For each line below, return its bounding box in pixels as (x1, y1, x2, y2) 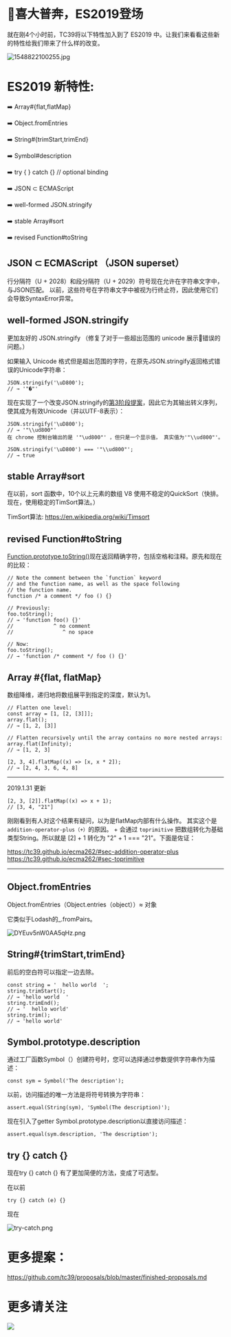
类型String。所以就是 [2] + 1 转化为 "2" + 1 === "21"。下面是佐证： (7, 834, 196, 842)
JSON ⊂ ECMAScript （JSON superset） (7, 257, 184, 269)
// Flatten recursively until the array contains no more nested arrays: (7, 734, 223, 741)
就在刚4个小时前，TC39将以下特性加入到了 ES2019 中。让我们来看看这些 (7, 30, 214, 39)
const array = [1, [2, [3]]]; (7, 710, 94, 717)
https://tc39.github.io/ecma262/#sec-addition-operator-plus (7, 847, 179, 856)
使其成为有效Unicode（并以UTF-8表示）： (7, 406, 125, 415)
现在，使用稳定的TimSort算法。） (7, 498, 100, 506)
